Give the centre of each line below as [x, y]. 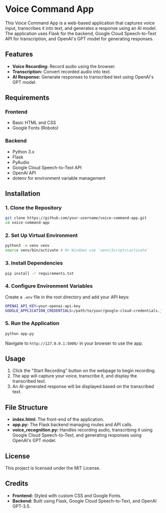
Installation [23, 194]
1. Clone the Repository [33, 208]
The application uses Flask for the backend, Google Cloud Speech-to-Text [81, 33]
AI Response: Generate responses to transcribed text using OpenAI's [83, 77]
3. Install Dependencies [34, 263]
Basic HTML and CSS [34, 123]
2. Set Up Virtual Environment [41, 235]
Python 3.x [23, 151]
